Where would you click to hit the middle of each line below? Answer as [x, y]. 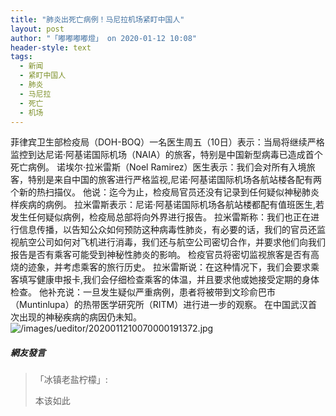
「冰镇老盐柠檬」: [71, 380]
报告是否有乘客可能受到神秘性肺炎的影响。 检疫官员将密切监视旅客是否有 [160, 255]
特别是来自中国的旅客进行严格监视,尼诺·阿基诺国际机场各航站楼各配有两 [175, 180]
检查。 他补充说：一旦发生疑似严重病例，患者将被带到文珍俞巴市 [143, 292]
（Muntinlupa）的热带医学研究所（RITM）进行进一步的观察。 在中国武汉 [159, 305]
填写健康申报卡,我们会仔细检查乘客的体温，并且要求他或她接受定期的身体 [169, 280]
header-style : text [51, 47]
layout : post [37, 29]
